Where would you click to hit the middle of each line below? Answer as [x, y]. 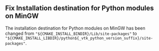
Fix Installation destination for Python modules [79, 8]
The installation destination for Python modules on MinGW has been [75, 28]
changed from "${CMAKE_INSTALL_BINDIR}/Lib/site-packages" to [71, 33]
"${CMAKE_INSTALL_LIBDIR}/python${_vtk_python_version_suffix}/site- [79, 38]
